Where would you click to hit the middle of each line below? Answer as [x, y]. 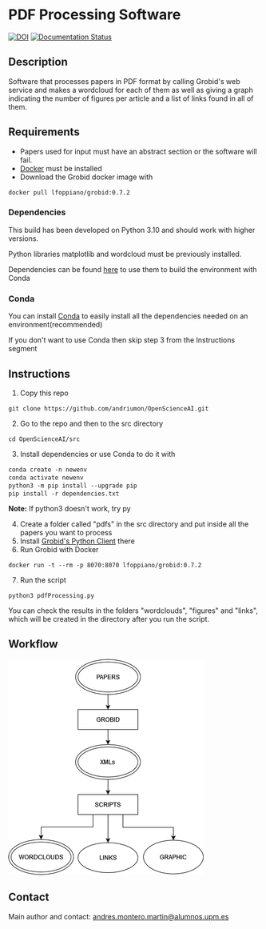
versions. [23, 238]
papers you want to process [66, 532]
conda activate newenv [46, 478]
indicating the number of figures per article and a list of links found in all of [131, 98]
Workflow [33, 645]
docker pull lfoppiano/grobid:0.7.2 [69, 192]
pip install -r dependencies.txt [64, 494]
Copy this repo [44, 393]
